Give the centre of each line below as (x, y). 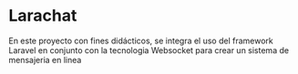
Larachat (43, 16)
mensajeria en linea (45, 60)
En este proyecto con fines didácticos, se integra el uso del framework (141, 41)
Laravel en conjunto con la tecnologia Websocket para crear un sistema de (149, 50)
